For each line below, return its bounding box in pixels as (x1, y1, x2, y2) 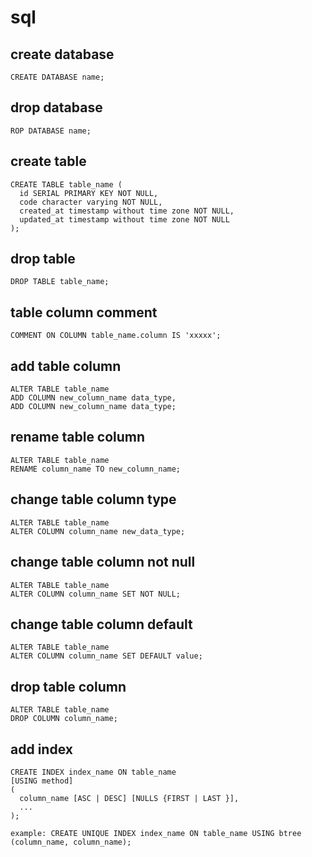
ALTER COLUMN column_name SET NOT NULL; (10, 589, 182, 599)
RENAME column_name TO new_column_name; (10, 464, 182, 474)
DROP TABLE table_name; (10, 277, 110, 287)
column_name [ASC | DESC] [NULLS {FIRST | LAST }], (19, 793, 240, 803)
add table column (10, 357, 122, 375)
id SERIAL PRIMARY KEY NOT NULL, (19, 188, 159, 198)
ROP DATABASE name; (10, 126, 92, 136)
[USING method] (10, 776, 74, 786)
